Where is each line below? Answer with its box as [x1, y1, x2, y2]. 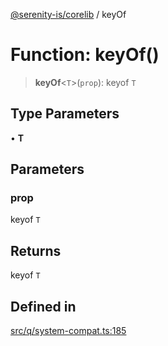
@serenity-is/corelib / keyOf [10, 9, 127, 20]
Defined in [10, 298, 77, 315]
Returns [10, 242, 62, 259]
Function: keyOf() [10, 44, 160, 66]
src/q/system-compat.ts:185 [10, 325, 127, 337]
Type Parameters [10, 105, 120, 123]
